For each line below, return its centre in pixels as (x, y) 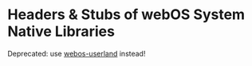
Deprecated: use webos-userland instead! (77, 53)
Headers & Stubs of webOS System (126, 15)
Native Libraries (61, 31)
